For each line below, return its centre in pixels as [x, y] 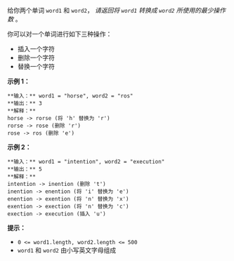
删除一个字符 [36, 58]
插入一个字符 [36, 49]
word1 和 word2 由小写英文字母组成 [67, 250]
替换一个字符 [36, 66]
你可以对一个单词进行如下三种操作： [60, 34]
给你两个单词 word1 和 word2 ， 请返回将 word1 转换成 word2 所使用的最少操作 [117, 10]
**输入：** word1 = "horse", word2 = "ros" [70, 96]
